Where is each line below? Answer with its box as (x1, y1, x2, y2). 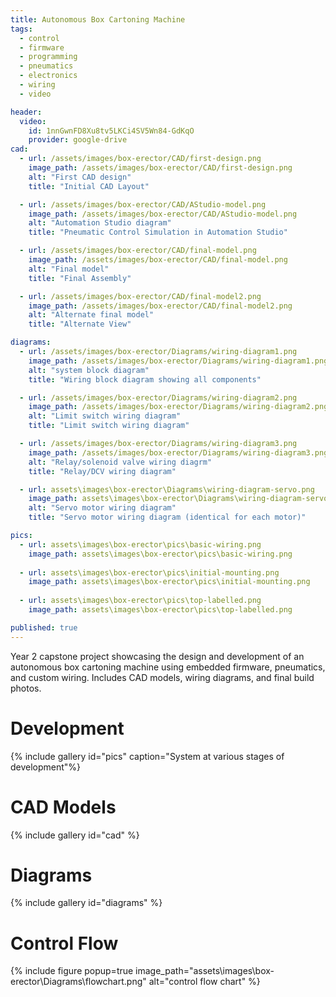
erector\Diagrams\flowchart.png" (10, 976, 147, 988)
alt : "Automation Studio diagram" (28, 218, 172, 228)
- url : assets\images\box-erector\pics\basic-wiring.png (19, 539, 262, 550)
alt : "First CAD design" (28, 172, 132, 182)
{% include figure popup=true (10, 965, 134, 977)
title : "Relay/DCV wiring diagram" (28, 466, 177, 476)
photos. (10, 682, 42, 694)
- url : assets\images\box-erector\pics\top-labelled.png (19, 596, 262, 606)
